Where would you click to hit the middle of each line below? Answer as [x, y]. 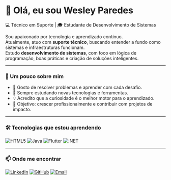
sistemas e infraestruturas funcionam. [45, 47]
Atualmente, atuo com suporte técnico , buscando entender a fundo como [83, 42]
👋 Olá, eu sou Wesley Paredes [69, 10]
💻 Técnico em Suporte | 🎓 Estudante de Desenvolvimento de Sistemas [81, 24]
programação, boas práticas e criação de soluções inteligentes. [72, 58]
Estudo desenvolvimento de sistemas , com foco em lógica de [71, 53]
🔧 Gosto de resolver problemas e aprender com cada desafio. [77, 87]
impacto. [22, 110]
